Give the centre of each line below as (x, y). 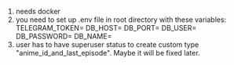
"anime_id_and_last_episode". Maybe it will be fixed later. (108, 53)
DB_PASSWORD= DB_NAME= (64, 36)
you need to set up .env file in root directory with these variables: (121, 20)
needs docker (38, 11)
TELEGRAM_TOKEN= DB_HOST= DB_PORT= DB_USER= (106, 28)
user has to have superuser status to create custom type (107, 45)
